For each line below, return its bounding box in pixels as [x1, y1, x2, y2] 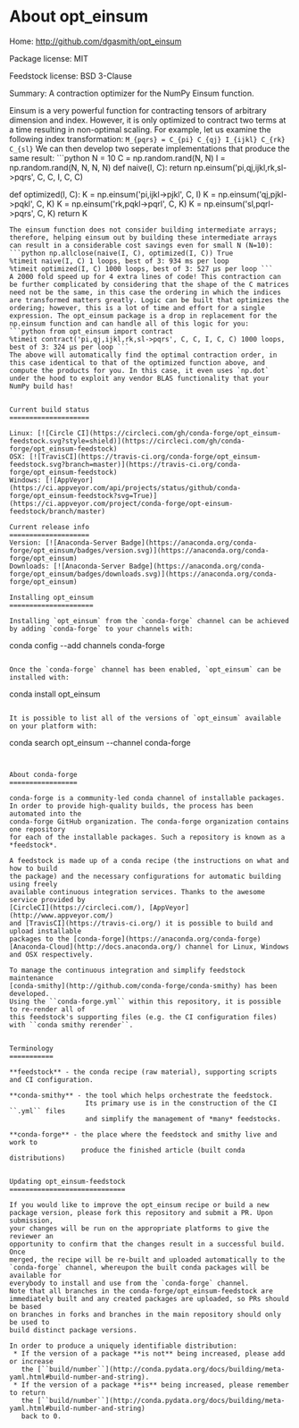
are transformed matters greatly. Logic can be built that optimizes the [9, 295, 290, 305]
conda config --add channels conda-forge [9, 639, 165, 650]
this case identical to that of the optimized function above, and [9, 358, 266, 368]
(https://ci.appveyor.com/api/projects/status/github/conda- [9, 483, 242, 493]
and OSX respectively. [9, 950, 94, 959]
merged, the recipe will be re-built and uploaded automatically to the [9, 1255, 286, 1264]
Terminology [9, 1044, 54, 1052]
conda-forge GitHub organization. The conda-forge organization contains [9, 816, 290, 826]
